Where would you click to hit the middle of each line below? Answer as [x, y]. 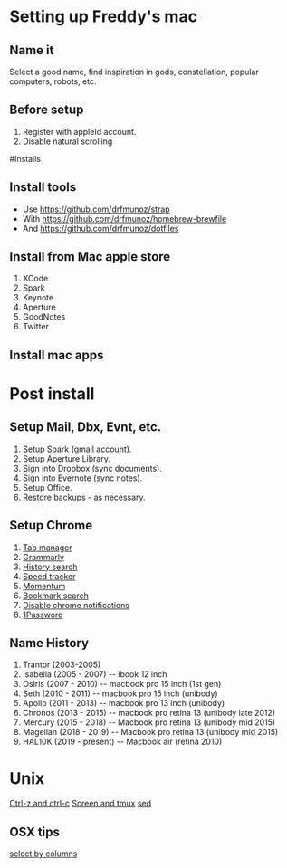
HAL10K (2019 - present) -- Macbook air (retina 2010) [122, 742]
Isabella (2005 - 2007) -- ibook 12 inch [95, 674]
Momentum [44, 586]
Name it [32, 50]
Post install [52, 394]
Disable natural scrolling [67, 141]
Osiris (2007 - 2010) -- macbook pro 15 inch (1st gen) [122, 684]
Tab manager [47, 547]
